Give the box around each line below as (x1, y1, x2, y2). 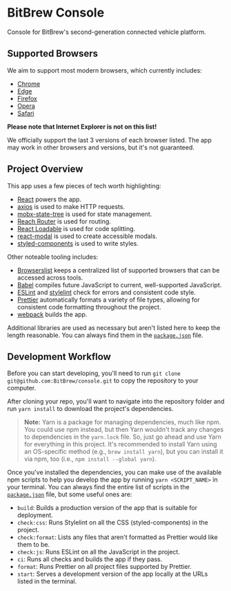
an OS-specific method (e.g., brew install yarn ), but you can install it (23, 448, 223, 456)
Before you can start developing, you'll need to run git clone (7, 369, 181, 378)
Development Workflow (7, 351, 112, 363)
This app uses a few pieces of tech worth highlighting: (7, 181, 161, 190)
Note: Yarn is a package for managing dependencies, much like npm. (23, 418, 221, 426)
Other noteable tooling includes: (7, 253, 99, 261)
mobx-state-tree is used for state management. (17, 210, 152, 218)
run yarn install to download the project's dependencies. (7, 405, 174, 413)
